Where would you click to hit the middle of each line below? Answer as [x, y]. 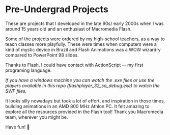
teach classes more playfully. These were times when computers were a [81, 44]
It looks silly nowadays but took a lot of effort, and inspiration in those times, [85, 101]
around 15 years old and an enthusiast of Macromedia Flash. [68, 29]
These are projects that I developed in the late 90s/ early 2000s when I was [84, 23]
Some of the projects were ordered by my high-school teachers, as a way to [85, 39]
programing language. [29, 70]
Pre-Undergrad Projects [57, 9]
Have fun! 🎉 [18, 127]
